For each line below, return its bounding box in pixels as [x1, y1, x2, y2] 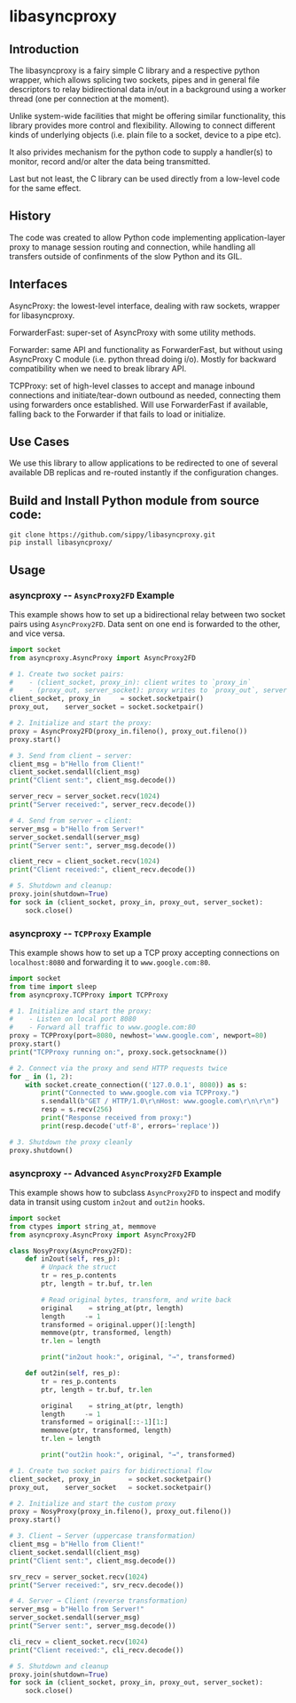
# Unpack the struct [41, 1263, 117, 1272]
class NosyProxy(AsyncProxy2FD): [9, 1246, 133, 1255]
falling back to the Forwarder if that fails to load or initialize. [9, 409, 226, 419]
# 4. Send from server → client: [9, 816, 133, 825]
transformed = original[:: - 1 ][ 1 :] [41, 1418, 168, 1427]
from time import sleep [9, 982, 97, 991]
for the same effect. [9, 183, 82, 193]
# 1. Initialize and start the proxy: [9, 1007, 152, 1015]
